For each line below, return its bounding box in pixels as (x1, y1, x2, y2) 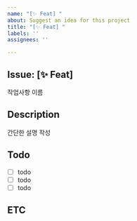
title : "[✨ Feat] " (7, 23, 65, 30)
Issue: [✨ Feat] (7, 68, 74, 81)
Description (7, 109, 60, 121)
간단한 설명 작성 (7, 128, 51, 137)
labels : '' (7, 29, 39, 37)
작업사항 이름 (7, 88, 44, 96)
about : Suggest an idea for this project (7, 17, 131, 24)
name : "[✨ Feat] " (7, 10, 63, 18)
